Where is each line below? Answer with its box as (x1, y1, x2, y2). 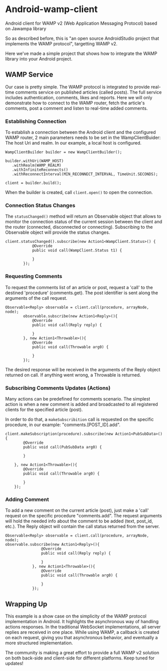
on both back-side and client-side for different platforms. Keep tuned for (5, 655, 155, 661)
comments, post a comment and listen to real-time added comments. (5, 105, 148, 111)
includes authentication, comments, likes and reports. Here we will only (5, 94, 152, 100)
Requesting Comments (5, 273, 63, 280)
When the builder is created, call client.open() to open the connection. (5, 189, 153, 195)
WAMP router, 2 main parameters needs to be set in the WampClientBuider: (5, 135, 161, 141)
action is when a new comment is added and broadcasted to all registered (5, 401, 158, 407)
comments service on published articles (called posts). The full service (15, 89, 162, 95)
